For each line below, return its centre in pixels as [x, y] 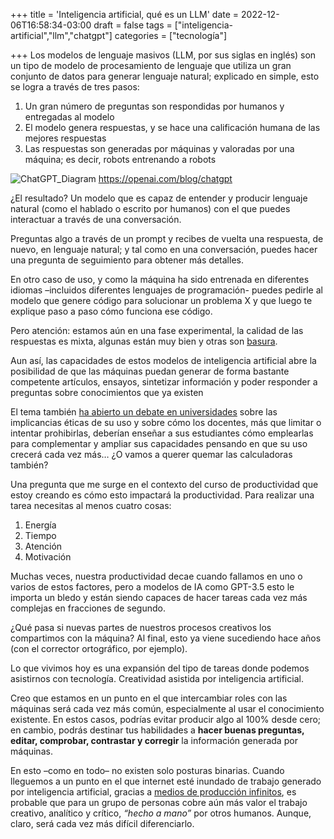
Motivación [48, 557]
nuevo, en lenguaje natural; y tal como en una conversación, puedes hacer [164, 249]
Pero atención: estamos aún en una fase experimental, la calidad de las [157, 330]
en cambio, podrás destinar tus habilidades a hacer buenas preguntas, [157, 730]
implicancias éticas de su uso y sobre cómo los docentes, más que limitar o [166, 422]
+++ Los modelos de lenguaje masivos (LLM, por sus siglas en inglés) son [163, 55]
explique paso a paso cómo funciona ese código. [111, 311]
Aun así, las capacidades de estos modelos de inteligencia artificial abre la [163, 360]
